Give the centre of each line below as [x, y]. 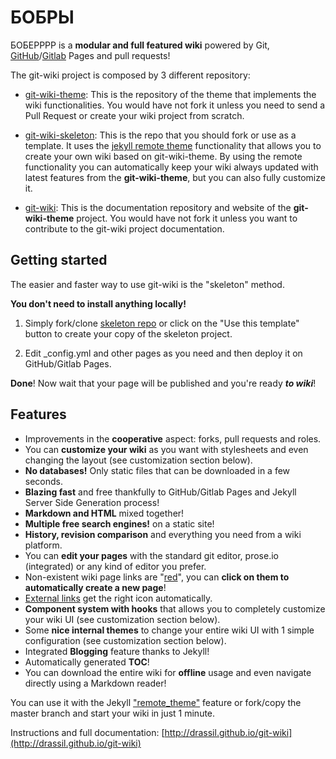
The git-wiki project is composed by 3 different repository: [130, 75]
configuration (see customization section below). [125, 640]
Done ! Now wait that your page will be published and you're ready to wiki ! [163, 383]
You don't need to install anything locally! [98, 303]
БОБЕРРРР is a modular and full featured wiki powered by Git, [140, 45]
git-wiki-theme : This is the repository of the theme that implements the [170, 94]
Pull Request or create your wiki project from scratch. [134, 115]
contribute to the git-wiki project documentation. [124, 228]
